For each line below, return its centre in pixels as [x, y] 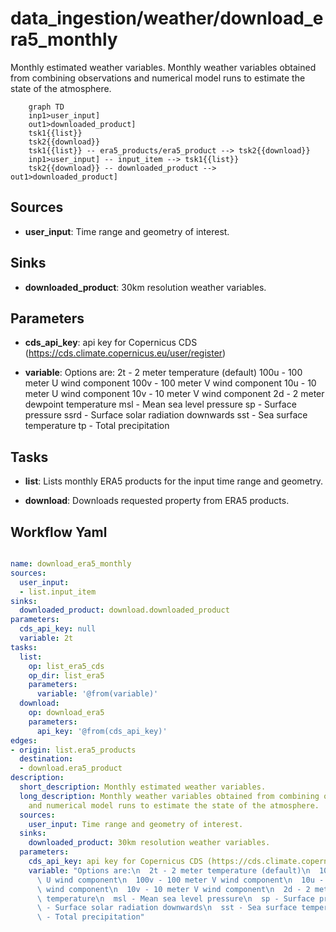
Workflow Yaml [59, 532]
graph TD [46, 107]
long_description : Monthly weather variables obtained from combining [169, 796]
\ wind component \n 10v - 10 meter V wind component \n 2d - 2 [173, 889]
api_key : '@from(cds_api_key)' [102, 731]
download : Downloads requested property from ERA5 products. [157, 501]
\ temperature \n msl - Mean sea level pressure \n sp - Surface [175, 898]
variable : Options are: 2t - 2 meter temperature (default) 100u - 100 [163, 373]
